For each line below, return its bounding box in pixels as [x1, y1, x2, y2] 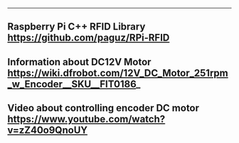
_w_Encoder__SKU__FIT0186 [7, 78, 137, 90]
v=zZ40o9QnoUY [7, 125, 87, 137]
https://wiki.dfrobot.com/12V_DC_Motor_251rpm [7, 67, 229, 79]
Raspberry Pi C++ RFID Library [7, 21, 146, 33]
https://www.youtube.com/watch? [7, 113, 166, 125]
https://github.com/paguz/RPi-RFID [7, 32, 170, 44]
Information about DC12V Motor [7, 56, 152, 68]
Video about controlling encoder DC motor [7, 102, 200, 114]
